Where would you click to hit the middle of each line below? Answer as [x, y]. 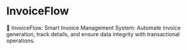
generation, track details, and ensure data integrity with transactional [93, 34]
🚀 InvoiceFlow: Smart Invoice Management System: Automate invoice [94, 28]
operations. [21, 40]
